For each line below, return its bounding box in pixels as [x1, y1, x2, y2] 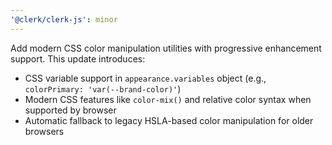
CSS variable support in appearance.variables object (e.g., [24, 72, 267, 84]
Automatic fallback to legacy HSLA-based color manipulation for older [24, 114, 314, 126]
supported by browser [24, 104, 117, 116]
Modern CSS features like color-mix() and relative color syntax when [24, 93, 312, 105]
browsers [24, 125, 65, 137]
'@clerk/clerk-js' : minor [10, 14, 118, 25]
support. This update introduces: [10, 52, 146, 65]
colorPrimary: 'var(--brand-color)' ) [24, 82, 182, 95]
